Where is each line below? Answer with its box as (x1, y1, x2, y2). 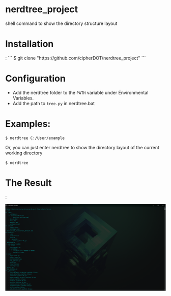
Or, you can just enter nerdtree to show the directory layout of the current (5, 144, 159, 150)
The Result (5, 177, 52, 188)
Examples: (5, 118, 51, 129)
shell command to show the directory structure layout (5, 20, 118, 26)
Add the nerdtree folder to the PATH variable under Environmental (12, 89, 149, 95)
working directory (5, 150, 43, 156)
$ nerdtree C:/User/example (5, 136, 65, 141)
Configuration (5, 73, 66, 84)
